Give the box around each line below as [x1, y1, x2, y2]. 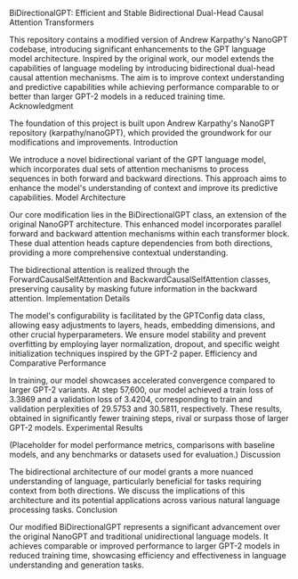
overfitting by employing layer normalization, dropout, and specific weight [9, 339, 280, 349]
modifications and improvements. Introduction [9, 137, 178, 147]
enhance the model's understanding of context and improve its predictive [9, 183, 278, 193]
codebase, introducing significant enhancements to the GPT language [9, 44, 266, 54]
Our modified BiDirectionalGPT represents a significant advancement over [9, 522, 281, 532]
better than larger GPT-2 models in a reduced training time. [9, 91, 226, 102]
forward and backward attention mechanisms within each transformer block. [9, 228, 290, 239]
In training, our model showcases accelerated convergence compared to [9, 375, 276, 385]
